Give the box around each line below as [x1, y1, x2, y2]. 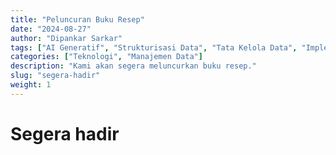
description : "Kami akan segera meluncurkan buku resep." [10, 61, 257, 71]
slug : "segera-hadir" [10, 71, 101, 81]
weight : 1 [10, 80, 52, 90]
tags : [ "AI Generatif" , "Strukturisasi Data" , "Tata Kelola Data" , [10, 42, 298, 53]
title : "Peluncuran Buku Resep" [10, 14, 145, 25]
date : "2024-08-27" [10, 24, 92, 34]
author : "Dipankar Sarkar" [10, 33, 123, 43]
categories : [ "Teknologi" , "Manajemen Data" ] [10, 52, 203, 62]
